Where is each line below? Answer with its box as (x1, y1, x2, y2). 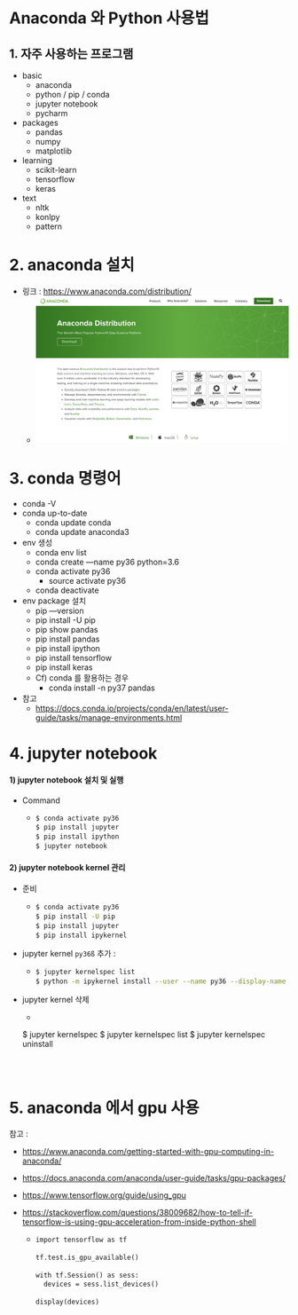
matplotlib (35, 146, 73, 156)
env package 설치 (21, 595, 87, 606)
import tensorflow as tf (35, 1235, 128, 1245)
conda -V (21, 499, 57, 509)
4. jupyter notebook (9, 744, 158, 764)
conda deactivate (35, 585, 99, 595)
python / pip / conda (35, 90, 110, 99)
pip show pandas (35, 625, 98, 635)
